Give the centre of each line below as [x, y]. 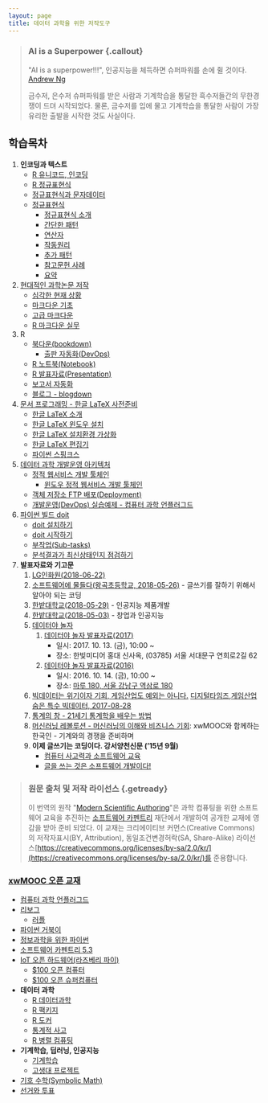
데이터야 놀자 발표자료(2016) [89, 665]
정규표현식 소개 [68, 215]
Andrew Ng [47, 79]
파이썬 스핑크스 [56, 454]
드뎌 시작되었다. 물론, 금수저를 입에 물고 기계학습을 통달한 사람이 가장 [151, 105]
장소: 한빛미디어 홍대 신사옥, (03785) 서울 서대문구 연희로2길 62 [157, 655]
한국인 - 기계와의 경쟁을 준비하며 [83, 736]
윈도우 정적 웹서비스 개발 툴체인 [93, 484]
